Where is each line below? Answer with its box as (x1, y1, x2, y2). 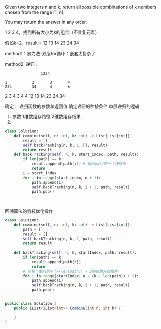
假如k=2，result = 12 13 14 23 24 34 (5, 40, 79, 46)
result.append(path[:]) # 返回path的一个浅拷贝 (31, 161, 126, 166)
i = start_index (23, 170, 57, 176)
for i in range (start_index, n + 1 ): (23, 175, 101, 180)
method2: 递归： (5, 61, 39, 67)
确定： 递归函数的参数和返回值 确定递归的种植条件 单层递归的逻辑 (5, 103, 140, 109)
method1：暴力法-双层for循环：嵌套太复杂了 (5, 51, 96, 56)
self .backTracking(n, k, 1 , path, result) (23, 236, 112, 241)
